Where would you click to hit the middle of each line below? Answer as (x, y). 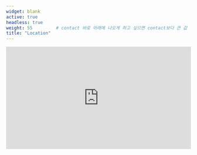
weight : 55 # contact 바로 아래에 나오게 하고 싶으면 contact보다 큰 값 (97, 28)
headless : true (25, 22)
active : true (22, 17)
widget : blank (23, 11)
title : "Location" (28, 33)
